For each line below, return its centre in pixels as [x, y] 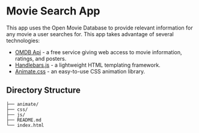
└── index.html [25, 125]
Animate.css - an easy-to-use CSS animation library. [80, 71]
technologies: [23, 40]
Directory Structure [44, 91]
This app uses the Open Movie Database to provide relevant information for [100, 28]
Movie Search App [53, 11]
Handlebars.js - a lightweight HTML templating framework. [87, 65]
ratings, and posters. [41, 58]
